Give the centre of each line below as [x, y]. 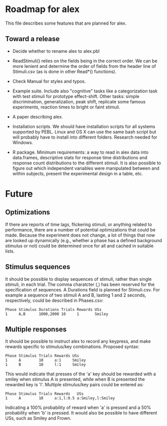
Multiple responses [36, 329]
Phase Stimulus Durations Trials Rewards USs [53, 309]
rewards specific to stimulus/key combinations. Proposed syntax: [72, 347]
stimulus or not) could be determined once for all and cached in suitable [79, 246]
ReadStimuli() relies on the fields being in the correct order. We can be [85, 61]
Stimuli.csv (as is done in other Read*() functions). [64, 71]
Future [19, 194]
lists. [10, 251]
